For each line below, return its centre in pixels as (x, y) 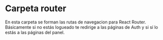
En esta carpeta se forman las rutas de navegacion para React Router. (76, 22)
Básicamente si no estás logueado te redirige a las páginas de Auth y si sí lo (81, 27)
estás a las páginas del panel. (35, 32)
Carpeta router (36, 9)
